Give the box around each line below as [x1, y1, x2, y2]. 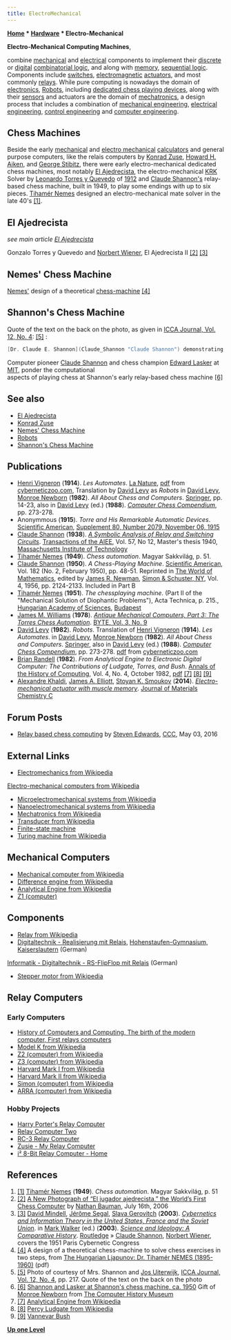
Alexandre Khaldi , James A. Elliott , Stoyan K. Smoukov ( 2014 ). [17, 677, 194, 686]
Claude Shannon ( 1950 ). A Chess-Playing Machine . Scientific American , [17, 560, 223, 568]
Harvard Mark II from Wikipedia [17, 1072, 107, 1080]
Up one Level [7, 1326, 46, 1334]
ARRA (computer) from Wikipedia [17, 1087, 112, 1095]
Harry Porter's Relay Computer [17, 1120, 106, 1128]
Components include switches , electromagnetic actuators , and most [7, 70, 201, 79]
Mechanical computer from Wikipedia [17, 870, 124, 878]
